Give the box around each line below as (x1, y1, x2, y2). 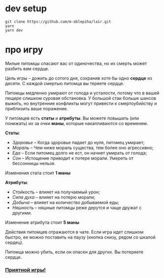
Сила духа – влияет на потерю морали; (12, 194, 96, 200)
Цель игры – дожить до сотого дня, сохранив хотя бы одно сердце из (5, 75, 153, 81)
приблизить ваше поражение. (5, 105, 68, 111)
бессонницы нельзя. (12, 160, 56, 166)
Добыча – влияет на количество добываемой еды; (12, 199, 119, 205)
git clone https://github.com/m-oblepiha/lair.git (5, 19, 111, 24)
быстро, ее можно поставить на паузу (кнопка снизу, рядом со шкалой (5, 234, 156, 240)
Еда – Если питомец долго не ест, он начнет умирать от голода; (12, 150, 147, 155)
